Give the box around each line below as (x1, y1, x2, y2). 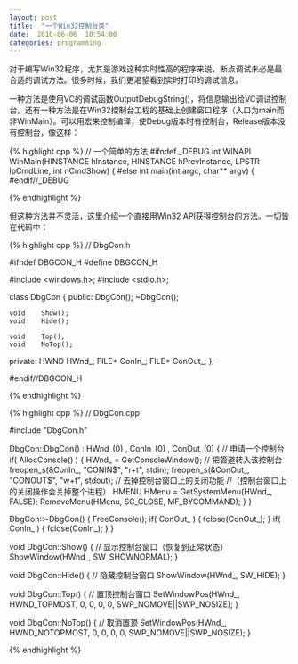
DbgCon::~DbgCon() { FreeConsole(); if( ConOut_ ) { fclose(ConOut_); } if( (9, 514, 281, 525)
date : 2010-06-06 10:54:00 (9, 29, 117, 38)
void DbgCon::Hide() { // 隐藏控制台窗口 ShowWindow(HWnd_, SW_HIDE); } (9, 570, 286, 581)
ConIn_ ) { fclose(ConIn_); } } (9, 523, 114, 534)
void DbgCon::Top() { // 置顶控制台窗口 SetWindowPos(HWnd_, (9, 589, 240, 600)
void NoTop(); (9, 340, 74, 349)
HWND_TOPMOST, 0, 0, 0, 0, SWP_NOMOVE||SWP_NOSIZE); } (9, 599, 238, 610)
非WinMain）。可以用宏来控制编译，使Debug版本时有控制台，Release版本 (9, 116, 278, 127)
